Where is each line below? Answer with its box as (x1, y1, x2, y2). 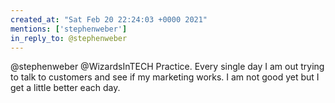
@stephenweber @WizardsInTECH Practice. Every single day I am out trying (10, 61, 325, 73)
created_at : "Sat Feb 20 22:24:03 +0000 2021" (10, 14, 208, 25)
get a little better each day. (10, 82, 121, 94)
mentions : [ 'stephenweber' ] (10, 24, 128, 34)
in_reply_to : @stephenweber (10, 33, 128, 43)
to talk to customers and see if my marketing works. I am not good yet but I (10, 71, 320, 83)
